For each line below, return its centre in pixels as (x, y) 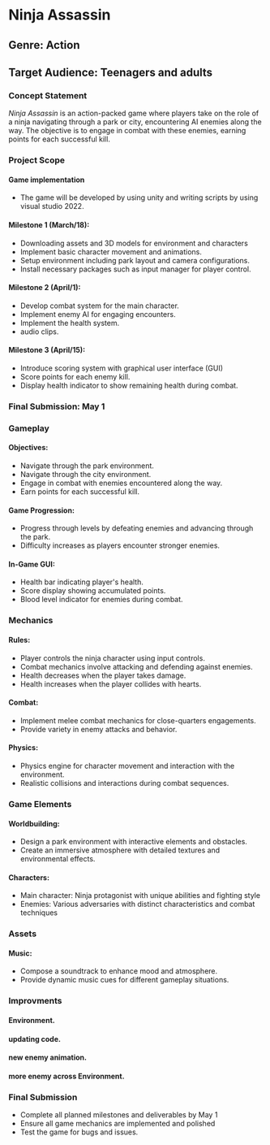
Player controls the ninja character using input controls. (112, 658)
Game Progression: (42, 510)
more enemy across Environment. (66, 1076)
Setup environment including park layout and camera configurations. (135, 260)
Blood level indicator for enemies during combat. (102, 600)
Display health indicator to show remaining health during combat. (129, 385)
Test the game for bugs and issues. (79, 1132)
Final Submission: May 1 (57, 406)
